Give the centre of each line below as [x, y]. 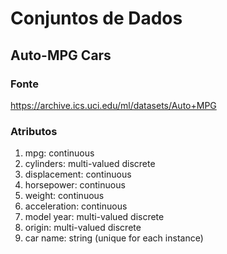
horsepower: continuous [75, 185]
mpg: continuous [59, 153]
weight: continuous [64, 196]
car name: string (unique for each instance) [114, 238]
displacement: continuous [78, 174]
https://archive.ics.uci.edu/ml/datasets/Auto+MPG [113, 105]
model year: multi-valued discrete [94, 217]
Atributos [34, 131]
